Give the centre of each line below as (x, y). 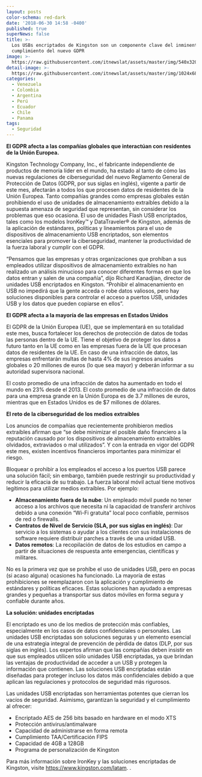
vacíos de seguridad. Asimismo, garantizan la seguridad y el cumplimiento (98, 700)
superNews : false (28, 34)
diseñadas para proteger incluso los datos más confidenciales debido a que (100, 675)
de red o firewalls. (37, 519)
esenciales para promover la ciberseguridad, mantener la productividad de (99, 241)
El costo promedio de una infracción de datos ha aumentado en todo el (94, 383)
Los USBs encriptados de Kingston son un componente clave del (92, 46)
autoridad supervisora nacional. (46, 371)
